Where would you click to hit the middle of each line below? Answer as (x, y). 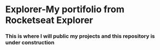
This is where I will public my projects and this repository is (80, 36)
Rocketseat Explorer (49, 20)
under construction (30, 43)
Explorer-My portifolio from (65, 9)
